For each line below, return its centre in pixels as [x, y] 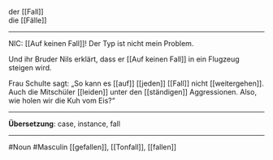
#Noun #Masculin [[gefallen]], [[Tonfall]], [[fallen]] [93, 147]
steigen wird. [30, 67]
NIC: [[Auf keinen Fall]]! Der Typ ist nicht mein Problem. [101, 43]
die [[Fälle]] [28, 20]
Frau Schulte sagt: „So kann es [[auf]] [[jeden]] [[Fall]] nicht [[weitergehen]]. [136, 83]
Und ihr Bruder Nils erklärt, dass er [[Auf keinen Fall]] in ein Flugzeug [124, 59]
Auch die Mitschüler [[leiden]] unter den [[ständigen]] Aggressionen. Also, [133, 92]
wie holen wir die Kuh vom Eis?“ [62, 101]
